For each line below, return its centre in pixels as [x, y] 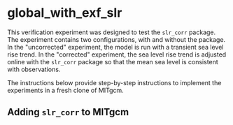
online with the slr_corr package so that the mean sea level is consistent [113, 61]
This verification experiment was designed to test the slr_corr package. [112, 32]
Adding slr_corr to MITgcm [68, 112]
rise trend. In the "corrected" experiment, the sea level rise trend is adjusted [117, 54]
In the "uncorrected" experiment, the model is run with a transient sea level [115, 47]
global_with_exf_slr [65, 13]
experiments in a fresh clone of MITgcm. [65, 90]
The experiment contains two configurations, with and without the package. [116, 39]
